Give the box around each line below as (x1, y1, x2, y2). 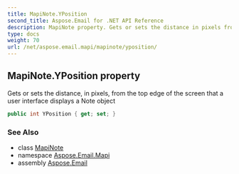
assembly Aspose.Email (17, 158, 87, 167)
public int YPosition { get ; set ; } (7, 110, 116, 118)
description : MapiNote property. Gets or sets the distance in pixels (7, 24, 221, 31)
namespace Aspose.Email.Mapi (17, 150, 110, 159)
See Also (7, 127, 39, 137)
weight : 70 (7, 37, 40, 44)
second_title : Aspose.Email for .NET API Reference (7, 17, 164, 24)
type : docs (7, 30, 40, 38)
